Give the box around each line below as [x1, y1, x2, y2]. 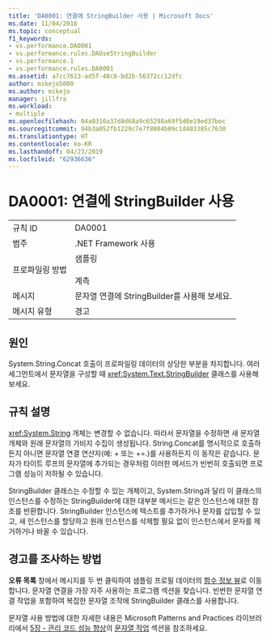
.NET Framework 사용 [74, 238, 156, 250]
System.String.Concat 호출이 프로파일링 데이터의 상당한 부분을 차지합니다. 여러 [8, 359, 260, 369]
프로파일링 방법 [12, 264, 67, 275]
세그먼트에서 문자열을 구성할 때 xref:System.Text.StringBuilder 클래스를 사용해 [8, 369, 259, 378]
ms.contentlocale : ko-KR [8, 139, 92, 148]
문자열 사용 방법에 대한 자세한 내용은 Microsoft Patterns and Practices [8, 612, 235, 622]
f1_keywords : [8, 34, 53, 43]
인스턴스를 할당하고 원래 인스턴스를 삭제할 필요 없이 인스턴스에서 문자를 [27, 516, 252, 526]
